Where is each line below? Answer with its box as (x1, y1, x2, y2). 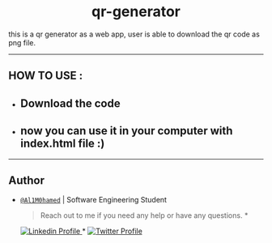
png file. (8, 37, 36, 47)
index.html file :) (19, 137, 105, 151)
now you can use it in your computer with (19, 124, 233, 138)
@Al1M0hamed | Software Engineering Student (19, 195, 168, 205)
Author (8, 173, 45, 187)
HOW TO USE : (8, 69, 83, 83)
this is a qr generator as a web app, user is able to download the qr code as (8, 29, 261, 39)
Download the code (19, 96, 121, 110)
